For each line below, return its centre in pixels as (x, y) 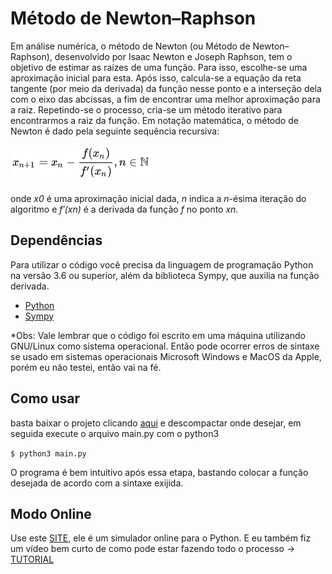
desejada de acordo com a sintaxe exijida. (97, 483)
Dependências (56, 240)
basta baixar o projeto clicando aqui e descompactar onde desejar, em (156, 423)
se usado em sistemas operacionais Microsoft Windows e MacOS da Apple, (166, 356)
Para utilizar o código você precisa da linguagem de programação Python (162, 264)
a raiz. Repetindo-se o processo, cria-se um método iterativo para (146, 109)
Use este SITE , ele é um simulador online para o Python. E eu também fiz (161, 538)
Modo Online (51, 513)
